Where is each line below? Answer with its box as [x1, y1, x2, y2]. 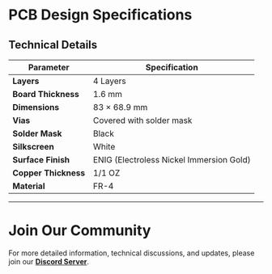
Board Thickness [12, 89, 79, 99]
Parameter [28, 62, 70, 73]
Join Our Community [8, 221, 151, 240]
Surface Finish [12, 154, 70, 165]
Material [12, 180, 45, 192]
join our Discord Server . [8, 256, 89, 266]
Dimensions [12, 102, 60, 112]
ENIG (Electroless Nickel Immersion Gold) [92, 154, 251, 165]
